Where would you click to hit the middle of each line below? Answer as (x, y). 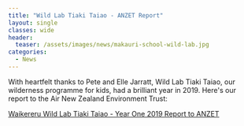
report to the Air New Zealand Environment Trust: (88, 98)
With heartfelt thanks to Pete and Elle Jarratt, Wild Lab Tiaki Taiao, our (122, 82)
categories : (28, 52)
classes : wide (31, 30)
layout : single (33, 23)
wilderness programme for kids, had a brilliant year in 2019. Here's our (122, 90)
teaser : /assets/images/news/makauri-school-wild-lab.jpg (113, 45)
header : (21, 37)
